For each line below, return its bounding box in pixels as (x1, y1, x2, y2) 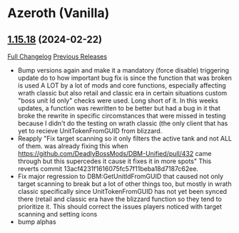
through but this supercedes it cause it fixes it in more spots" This (17, 157, 212, 165)
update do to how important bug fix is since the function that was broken (17, 73, 232, 82)
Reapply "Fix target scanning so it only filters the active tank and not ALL (17, 134, 232, 143)
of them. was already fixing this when (17, 142, 128, 150)
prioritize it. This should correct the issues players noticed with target (17, 202, 223, 211)
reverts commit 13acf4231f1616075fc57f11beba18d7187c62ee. (17, 165, 198, 172)
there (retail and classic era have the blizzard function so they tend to (17, 195, 223, 203)
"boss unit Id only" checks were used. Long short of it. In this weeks (17, 96, 219, 105)
